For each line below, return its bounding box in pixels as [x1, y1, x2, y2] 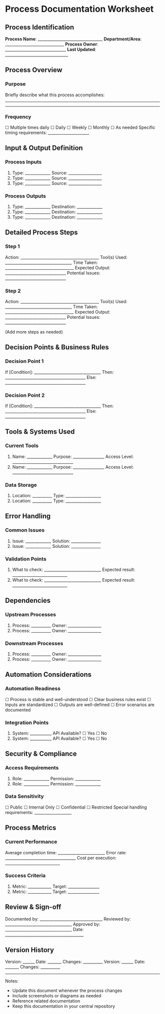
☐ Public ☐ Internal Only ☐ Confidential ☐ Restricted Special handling [5, 804, 147, 810]
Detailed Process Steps [5, 228, 78, 237]
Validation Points [5, 555, 47, 562]
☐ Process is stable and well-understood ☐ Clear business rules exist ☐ [5, 696, 151, 702]
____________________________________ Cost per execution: [5, 855, 117, 861]
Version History [5, 946, 54, 954]
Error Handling [5, 512, 51, 520]
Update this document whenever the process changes [12, 987, 123, 993]
